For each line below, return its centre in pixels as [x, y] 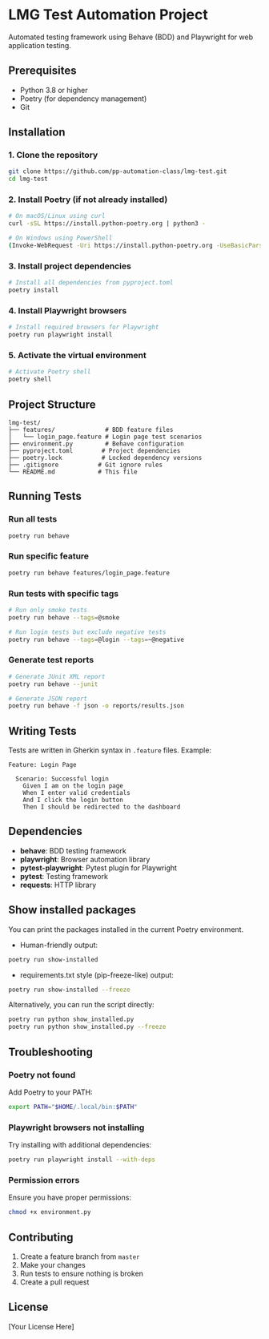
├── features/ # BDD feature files [91, 430]
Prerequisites [42, 71]
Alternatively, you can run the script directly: [81, 1005]
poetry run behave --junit [53, 684]
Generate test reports [51, 660]
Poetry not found [42, 1075]
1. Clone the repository [53, 155]
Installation [37, 133]
